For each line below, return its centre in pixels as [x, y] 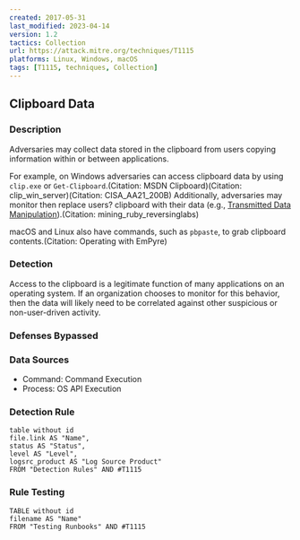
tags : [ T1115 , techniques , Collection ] [84, 68]
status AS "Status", [48, 446]
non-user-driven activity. [55, 312]
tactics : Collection [48, 43]
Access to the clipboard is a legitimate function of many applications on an [147, 283]
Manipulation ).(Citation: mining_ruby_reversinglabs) [104, 214]
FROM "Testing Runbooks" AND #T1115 [77, 527]
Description [35, 129]
